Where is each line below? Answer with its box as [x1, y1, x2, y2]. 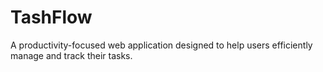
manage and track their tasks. [10, 49, 133, 61]
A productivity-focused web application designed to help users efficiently [10, 39, 313, 51]
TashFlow [10, 6, 93, 29]
